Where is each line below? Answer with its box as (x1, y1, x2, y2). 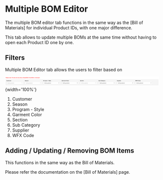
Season (12, 101, 28, 107)
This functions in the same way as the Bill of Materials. (5, 159, 115, 165)
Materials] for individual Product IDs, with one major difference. (5, 24, 133, 30)
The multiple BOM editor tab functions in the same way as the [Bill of (5, 20, 143, 25)
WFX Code (12, 132, 34, 138)
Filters (5, 54, 25, 62)
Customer (12, 96, 33, 102)
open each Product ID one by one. (5, 39, 74, 45)
